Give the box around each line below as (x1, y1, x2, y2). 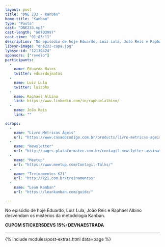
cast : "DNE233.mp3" (5, 26, 45, 30)
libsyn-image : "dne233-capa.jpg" (5, 44, 74, 49)
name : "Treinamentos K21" (14, 171, 67, 176)
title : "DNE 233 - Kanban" (5, 12, 60, 17)
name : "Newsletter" (14, 144, 54, 149)
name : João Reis (14, 108, 48, 113)
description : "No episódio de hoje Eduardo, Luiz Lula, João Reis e (5, 39, 148, 44)
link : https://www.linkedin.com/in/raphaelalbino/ (14, 99, 120, 104)
